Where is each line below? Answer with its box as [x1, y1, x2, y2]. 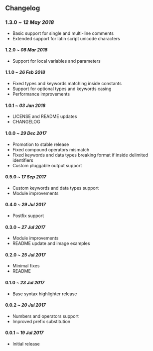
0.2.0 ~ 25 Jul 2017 [5, 251, 46, 258]
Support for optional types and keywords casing [12, 86, 112, 92]
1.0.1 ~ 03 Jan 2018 [5, 102, 46, 109]
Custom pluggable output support [12, 162, 82, 168]
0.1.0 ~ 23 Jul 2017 [5, 279, 45, 285]
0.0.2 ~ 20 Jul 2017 [5, 302, 46, 308]
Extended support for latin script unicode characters [12, 35, 121, 41]
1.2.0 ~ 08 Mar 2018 [5, 47, 48, 53]
